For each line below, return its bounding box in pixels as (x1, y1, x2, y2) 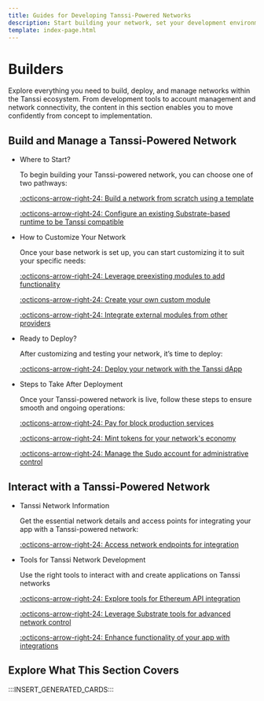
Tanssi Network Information (19, 500, 110, 510)
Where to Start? (19, 155, 71, 164)
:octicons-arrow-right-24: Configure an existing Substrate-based (19, 209, 230, 219)
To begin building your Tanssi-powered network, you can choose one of (19, 170, 254, 179)
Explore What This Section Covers (8, 664, 179, 677)
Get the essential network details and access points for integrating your (19, 516, 251, 526)
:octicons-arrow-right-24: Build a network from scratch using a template (19, 194, 254, 203)
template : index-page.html (8, 26, 97, 34)
